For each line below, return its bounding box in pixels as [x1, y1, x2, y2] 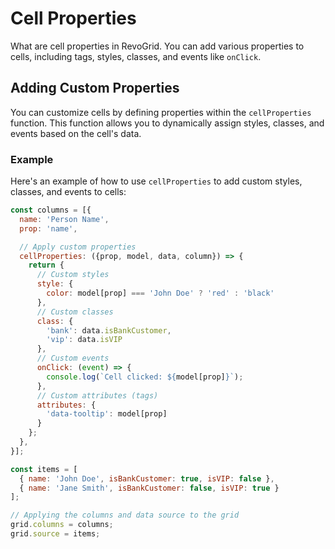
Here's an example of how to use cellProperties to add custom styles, [10, 175, 303, 187]
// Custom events [36, 353, 110, 364]
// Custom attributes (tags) [36, 390, 159, 401]
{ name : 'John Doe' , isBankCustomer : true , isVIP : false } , [19, 473, 275, 484]
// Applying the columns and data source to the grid [10, 510, 240, 521]
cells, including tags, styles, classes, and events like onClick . [10, 50, 262, 62]
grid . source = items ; [10, 529, 101, 539]
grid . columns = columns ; [10, 520, 114, 530]
